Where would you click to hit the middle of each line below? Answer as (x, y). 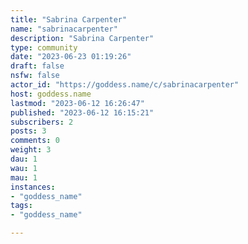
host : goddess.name (51, 94)
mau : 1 (24, 177)
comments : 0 (35, 141)
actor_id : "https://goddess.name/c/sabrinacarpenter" (125, 85)
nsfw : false (35, 76)
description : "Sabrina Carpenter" (82, 38)
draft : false (37, 66)
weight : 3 (31, 150)
